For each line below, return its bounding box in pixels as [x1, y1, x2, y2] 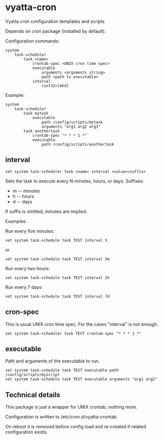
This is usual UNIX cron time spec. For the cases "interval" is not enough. [5, 321, 158, 327]
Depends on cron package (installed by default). [5, 28, 106, 34]
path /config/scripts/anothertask [41, 141, 114, 147]
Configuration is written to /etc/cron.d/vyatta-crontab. [5, 414, 118, 420]
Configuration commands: [5, 38, 60, 44]
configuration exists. [5, 429, 48, 435]
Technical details [5, 390, 61, 399]
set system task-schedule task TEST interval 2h [5, 275, 110, 280]
